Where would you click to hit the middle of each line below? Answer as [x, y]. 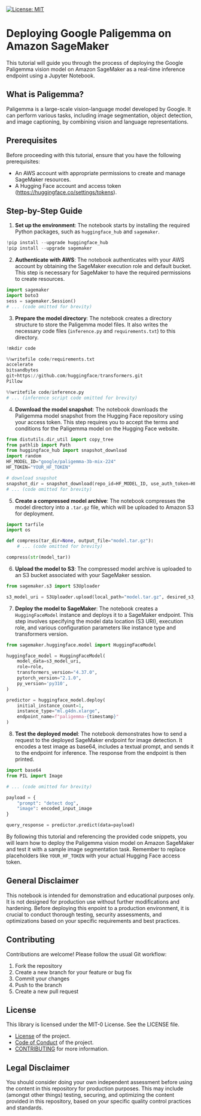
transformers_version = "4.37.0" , [57, 673]
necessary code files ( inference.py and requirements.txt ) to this [95, 331]
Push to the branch [38, 985]
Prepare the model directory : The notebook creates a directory [93, 318]
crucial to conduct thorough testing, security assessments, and [84, 914]
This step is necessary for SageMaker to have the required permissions [103, 272]
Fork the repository [39, 965]
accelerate [20, 365]
